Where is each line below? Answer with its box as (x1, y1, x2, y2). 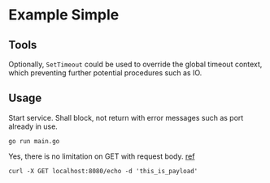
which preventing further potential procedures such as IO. (8, 68, 202, 78)
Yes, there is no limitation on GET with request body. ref (8, 151, 195, 161)
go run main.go (8, 137, 60, 145)
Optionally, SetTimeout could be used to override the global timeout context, (8, 59, 263, 69)
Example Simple (8, 6, 120, 24)
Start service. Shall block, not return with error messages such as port (8, 113, 244, 122)
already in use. (8, 121, 59, 131)
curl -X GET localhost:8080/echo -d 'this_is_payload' (8, 167, 198, 175)
